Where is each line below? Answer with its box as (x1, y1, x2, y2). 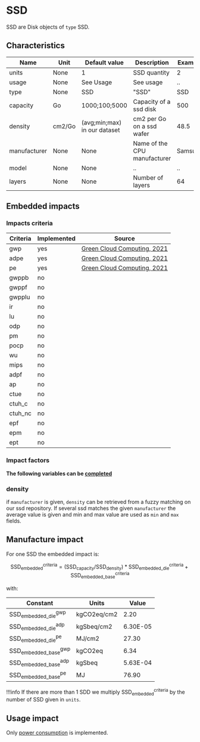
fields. (6, 517, 22, 525)
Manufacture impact (6, 534, 84, 545)
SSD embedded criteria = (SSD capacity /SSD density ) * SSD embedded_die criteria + (10, 562, 189, 571)
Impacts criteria (6, 219, 54, 227)
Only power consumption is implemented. (6, 729, 108, 737)
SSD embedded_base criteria (70, 571, 130, 580)
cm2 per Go (133, 115, 167, 123)
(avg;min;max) (81, 118, 122, 126)
